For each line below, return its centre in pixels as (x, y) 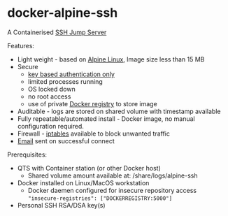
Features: (21, 45)
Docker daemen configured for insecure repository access (112, 190)
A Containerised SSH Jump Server (57, 32)
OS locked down (51, 89)
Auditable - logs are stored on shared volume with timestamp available (119, 111)
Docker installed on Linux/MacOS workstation (83, 182)
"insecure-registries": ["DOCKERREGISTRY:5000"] (100, 198)
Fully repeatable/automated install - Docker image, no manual (106, 118)
